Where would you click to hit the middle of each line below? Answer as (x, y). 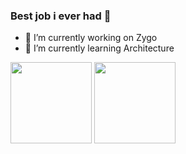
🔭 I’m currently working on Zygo (91, 38)
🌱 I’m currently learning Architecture (99, 48)
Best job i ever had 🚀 (61, 16)
